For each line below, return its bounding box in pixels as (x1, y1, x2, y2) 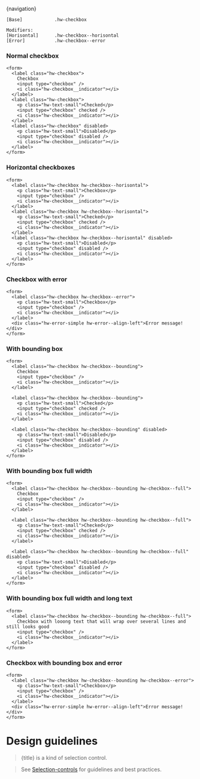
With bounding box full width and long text (6, 594, 133, 603)
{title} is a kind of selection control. (20, 754, 108, 762)
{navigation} (6, 5, 37, 12)
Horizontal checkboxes (6, 163, 75, 172)
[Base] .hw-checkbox (6, 17, 87, 23)
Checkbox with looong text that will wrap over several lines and (17, 619, 186, 625)
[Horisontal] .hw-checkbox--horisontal (6, 32, 119, 38)
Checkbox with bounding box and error (6, 658, 123, 667)
